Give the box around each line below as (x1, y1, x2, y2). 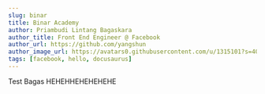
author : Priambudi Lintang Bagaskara (8, 26, 132, 34)
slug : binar (8, 11, 47, 20)
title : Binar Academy (8, 19, 80, 27)
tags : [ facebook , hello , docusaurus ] (8, 56, 132, 63)
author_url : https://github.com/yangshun (8, 41, 147, 49)
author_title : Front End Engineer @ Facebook (8, 33, 160, 42)
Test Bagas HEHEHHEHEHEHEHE (8, 76, 117, 86)
